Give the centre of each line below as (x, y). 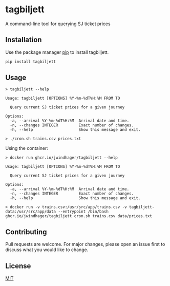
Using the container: (27, 148)
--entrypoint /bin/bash (83, 212)
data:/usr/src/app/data (31, 212)
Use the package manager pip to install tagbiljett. (57, 52)
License (18, 266)
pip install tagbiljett (31, 62)
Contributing (26, 232)
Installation (24, 40)
